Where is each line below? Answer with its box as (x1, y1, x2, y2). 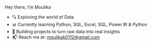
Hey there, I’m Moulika (4, 4, 51, 10)
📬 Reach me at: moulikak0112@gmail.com (11, 34, 100, 40)
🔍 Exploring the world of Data (11, 14, 74, 20)
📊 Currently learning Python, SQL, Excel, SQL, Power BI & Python (11, 22, 147, 27)
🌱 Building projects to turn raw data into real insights (11, 29, 120, 34)
